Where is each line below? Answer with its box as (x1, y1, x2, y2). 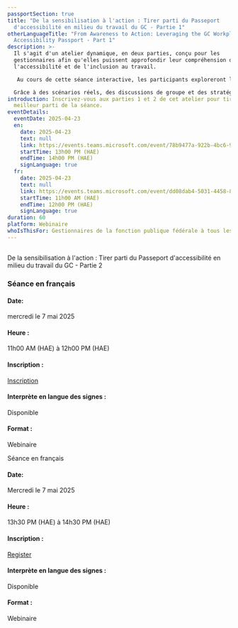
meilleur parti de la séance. (13, 102, 103, 109)
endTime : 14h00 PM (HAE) (20, 155, 93, 162)
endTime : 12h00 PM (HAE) (20, 201, 93, 208)
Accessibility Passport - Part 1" (13, 37, 115, 44)
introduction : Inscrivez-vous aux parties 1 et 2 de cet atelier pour (7, 95, 220, 103)
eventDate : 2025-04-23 (13, 115, 81, 123)
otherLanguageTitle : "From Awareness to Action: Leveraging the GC (7, 30, 211, 38)
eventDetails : (7, 109, 50, 116)
